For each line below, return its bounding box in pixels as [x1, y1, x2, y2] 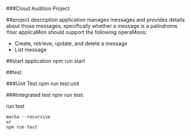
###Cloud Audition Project [6, 5, 70, 12]
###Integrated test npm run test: [6, 92, 84, 98]
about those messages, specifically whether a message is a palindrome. [6, 23, 179, 29]
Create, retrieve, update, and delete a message [14, 40, 128, 47]
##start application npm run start [6, 58, 86, 64]
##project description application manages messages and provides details [6, 16, 185, 23]
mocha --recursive [6, 114, 51, 120]
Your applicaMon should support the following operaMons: [6, 29, 147, 36]
